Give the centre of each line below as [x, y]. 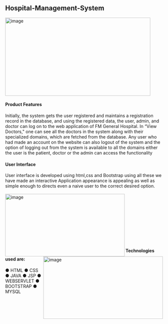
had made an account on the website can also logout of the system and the [83, 142]
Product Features [24, 104]
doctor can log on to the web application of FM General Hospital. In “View [81, 126]
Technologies [140, 250]
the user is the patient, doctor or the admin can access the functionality [79, 153]
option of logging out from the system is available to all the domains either [81, 147]
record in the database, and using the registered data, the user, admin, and [82, 121]
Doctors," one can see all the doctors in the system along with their [74, 131]
